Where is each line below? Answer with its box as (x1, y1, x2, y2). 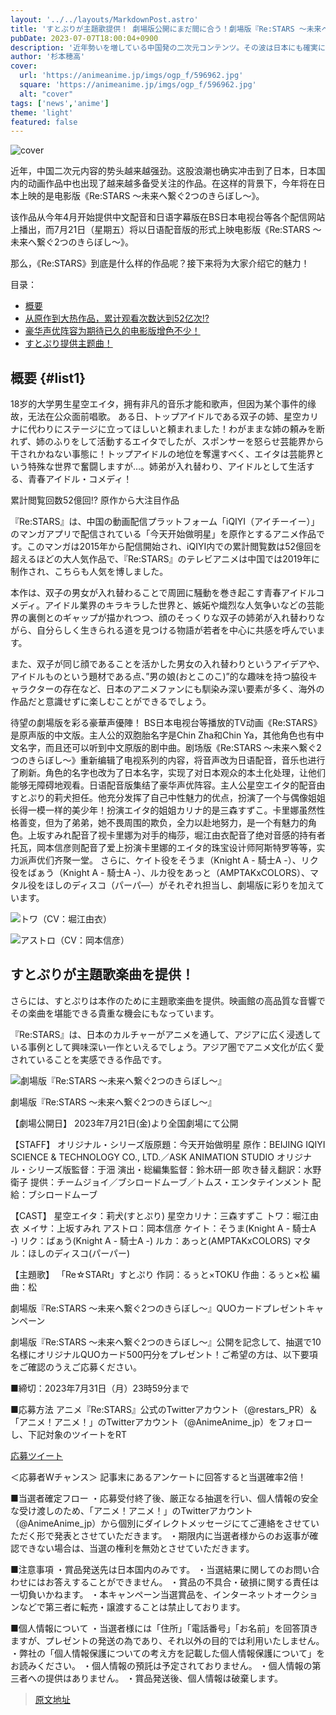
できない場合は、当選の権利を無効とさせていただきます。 (18, 1542, 255, 1554)
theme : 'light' (10, 107, 74, 118)
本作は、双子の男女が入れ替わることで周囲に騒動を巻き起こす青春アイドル (10, 587, 317, 599)
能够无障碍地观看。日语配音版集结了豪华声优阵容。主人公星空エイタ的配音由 (10, 779, 326, 791)
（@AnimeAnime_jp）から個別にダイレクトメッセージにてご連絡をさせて (10, 1517, 311, 1529)
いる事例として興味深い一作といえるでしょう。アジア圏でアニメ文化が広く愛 (10, 1041, 325, 1053)
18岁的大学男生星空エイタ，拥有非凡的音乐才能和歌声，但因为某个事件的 (10, 398, 308, 410)
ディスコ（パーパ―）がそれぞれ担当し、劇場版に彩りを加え (71, 879, 317, 891)
